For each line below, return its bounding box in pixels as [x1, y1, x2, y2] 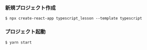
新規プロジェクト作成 [5, 4, 56, 11]
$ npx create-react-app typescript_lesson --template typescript [5, 16, 142, 21]
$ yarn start [5, 40, 32, 45]
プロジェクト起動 [5, 28, 46, 35]
